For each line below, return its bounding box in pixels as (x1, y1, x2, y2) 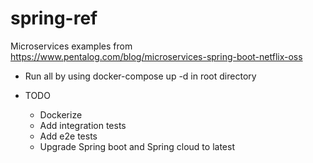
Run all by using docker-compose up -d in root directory (24, 70, 257, 82)
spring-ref (10, 7, 98, 30)
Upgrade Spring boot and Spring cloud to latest (39, 140, 235, 152)
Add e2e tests (39, 130, 98, 142)
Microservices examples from (10, 40, 133, 52)
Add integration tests (39, 119, 127, 131)
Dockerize (39, 108, 83, 121)
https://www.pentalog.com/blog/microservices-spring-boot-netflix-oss (10, 50, 303, 62)
